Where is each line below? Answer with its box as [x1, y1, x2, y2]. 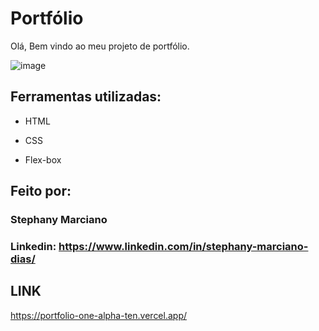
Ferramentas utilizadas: [10, 88, 162, 106]
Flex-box [24, 153, 62, 166]
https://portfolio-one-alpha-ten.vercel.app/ [10, 309, 188, 321]
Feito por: [10, 183, 72, 200]
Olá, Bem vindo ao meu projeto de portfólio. [10, 40, 190, 52]
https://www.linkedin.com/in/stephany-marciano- [58, 239, 309, 253]
